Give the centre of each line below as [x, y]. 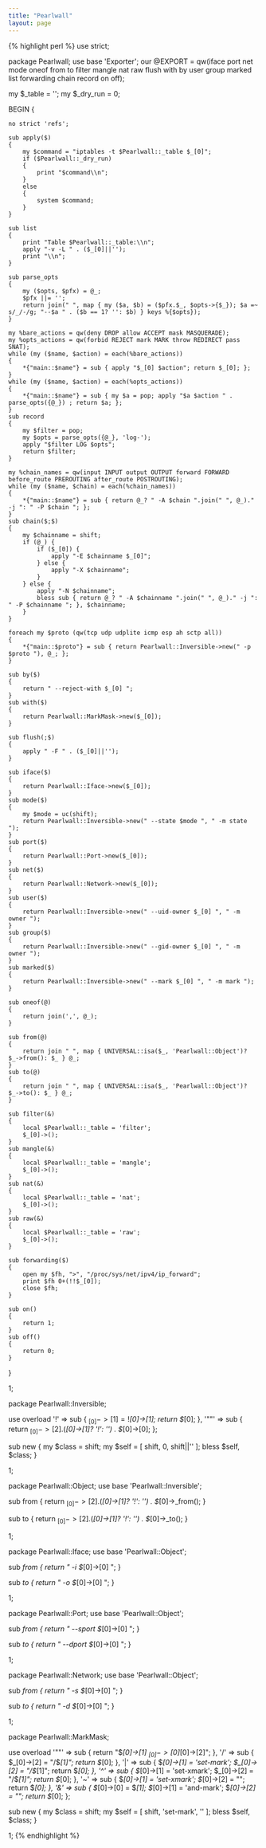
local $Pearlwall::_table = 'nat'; [82, 1197]
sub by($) [25, 674]
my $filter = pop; [53, 430]
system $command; [65, 200]
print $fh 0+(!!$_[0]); [62, 1281]
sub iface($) [30, 772]
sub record [26, 416]
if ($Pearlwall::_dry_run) [67, 159]
